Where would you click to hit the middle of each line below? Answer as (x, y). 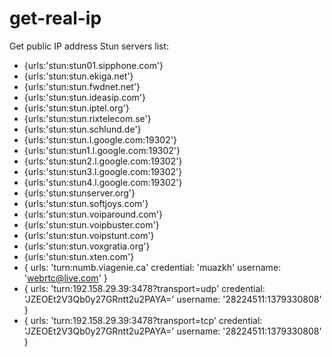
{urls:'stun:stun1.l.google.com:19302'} (102, 150)
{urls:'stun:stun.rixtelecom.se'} (87, 118)
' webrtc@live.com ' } (65, 278)
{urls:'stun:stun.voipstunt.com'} (89, 235)
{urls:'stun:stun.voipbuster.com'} (91, 224)
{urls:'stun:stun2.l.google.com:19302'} (103, 161)
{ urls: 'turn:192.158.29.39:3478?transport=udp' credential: (144, 288)
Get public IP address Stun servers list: (89, 46)
